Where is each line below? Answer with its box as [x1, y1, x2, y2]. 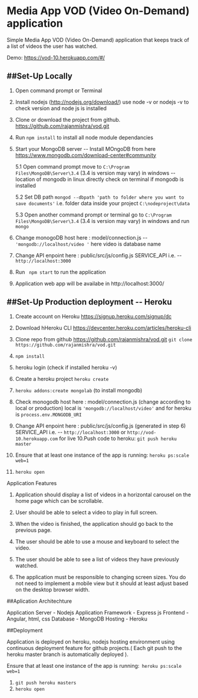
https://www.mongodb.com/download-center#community [15, 151, 157, 159]
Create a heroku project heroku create [15, 375, 109, 382]
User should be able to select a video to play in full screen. [15, 509, 158, 516]
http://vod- [127, 429, 157, 435]
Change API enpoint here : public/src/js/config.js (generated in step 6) [15, 422, 186, 429]
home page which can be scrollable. [15, 497, 104, 504]
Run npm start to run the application [15, 268, 106, 276]
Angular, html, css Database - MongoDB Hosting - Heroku [6, 615, 148, 622]
